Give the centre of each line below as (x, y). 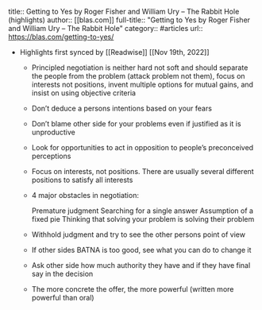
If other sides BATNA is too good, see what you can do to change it (141, 250)
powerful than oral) (63, 298)
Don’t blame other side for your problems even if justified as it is (136, 124)
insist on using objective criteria (84, 93)
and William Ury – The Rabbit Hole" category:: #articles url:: (106, 28)
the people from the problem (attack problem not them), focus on (138, 76)
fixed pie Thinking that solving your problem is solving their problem (143, 219)
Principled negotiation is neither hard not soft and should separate (140, 68)
